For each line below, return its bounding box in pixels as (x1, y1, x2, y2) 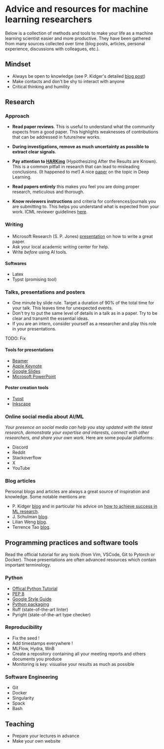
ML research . (12, 509, 39, 514)
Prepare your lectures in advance (12, 733, 80, 739)
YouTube (12, 465, 30, 471)
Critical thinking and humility (12, 84, 70, 90)
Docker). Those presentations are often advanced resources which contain (5, 557, 157, 563)
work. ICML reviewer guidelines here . (12, 209, 88, 215)
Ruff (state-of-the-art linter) (12, 606, 69, 612)
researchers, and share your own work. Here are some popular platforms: (5, 435, 154, 441)
